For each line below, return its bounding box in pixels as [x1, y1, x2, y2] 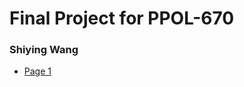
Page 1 [23, 65, 52, 77]
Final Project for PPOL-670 [9, 7, 235, 30]
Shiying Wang [9, 43, 79, 57]
